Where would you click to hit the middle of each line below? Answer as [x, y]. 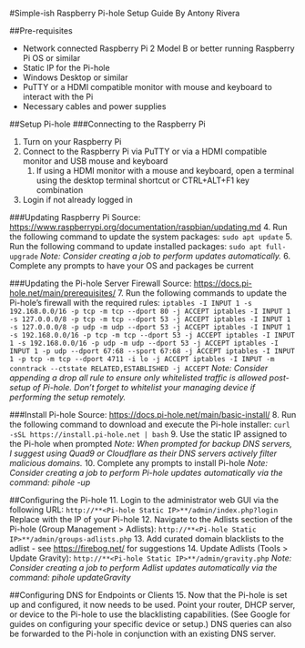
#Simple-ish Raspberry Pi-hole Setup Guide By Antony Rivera [125, 13]
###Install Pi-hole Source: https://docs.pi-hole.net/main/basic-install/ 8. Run [153, 415]
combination [60, 190]
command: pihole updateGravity [70, 577]
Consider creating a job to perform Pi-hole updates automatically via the [147, 473]
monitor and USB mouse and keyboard [95, 161]
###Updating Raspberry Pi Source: [75, 217]
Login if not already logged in [78, 200]
